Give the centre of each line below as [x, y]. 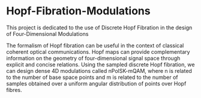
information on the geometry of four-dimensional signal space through [93, 58]
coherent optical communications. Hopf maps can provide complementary [98, 51]
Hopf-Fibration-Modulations [79, 11]
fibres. [14, 90]
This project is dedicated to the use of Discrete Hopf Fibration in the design [99, 27]
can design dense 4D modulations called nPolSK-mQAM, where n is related [99, 71]
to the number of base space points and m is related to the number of [92, 77]
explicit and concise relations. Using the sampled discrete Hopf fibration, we [100, 65]
